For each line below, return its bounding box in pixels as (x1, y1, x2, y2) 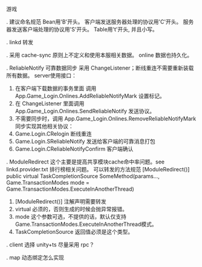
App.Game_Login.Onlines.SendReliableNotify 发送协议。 (15, 108, 155, 114)
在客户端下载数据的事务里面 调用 (15, 85, 97, 92)
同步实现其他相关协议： (15, 123, 74, 130)
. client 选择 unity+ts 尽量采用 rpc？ (6, 241, 95, 248)
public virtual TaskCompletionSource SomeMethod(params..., (6, 173, 160, 180)
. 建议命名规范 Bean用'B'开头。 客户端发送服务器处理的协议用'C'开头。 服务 (6, 18, 194, 25)
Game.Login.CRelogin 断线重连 (15, 130, 92, 137)
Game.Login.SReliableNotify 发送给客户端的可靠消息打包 (15, 138, 155, 145)
